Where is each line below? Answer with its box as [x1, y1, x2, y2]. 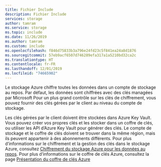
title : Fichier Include [5, 7, 54, 12]
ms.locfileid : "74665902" [5, 71, 58, 76]
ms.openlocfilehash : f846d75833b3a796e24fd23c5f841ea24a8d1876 [5, 48, 137, 53]
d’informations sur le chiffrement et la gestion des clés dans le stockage [5, 141, 150, 146]
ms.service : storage [5, 25, 47, 30]
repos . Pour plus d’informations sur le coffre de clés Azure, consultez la [5, 151, 149, 157]
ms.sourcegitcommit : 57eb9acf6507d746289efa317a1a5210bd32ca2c [5, 52, 137, 58]
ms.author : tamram [5, 39, 42, 44]
